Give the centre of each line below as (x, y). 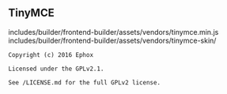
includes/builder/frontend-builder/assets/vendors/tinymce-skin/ (112, 40)
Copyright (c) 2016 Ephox (51, 55)
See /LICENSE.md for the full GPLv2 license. (84, 82)
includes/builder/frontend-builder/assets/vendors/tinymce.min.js (114, 32)
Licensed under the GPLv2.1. (56, 69)
